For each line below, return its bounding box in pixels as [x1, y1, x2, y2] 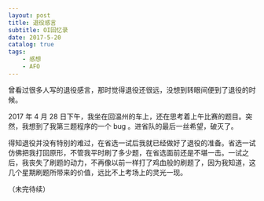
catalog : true [8, 41, 55, 49]
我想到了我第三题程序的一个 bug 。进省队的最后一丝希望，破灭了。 [21, 121, 238, 130]
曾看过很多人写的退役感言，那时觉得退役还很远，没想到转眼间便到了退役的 [8, 85, 249, 94]
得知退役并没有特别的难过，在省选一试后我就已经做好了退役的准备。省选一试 [8, 138, 256, 148]
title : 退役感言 [8, 19, 57, 27]
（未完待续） [8, 184, 49, 193]
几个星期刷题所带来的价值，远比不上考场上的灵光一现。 [8, 167, 187, 177]
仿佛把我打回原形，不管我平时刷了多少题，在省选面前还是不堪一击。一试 [8, 148, 242, 157]
